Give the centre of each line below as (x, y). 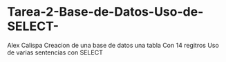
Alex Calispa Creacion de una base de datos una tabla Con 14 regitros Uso (113, 45)
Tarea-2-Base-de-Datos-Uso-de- (105, 12)
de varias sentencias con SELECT (55, 52)
